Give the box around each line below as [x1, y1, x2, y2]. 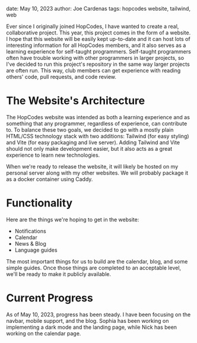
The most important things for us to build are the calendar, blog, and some [6, 258, 188, 265]
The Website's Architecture [6, 94, 145, 107]
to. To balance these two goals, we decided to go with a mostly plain [6, 126, 174, 133]
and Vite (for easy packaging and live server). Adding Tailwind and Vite [6, 139, 180, 146]
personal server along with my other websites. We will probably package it [6, 169, 189, 176]
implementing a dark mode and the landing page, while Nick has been [6, 323, 177, 331]
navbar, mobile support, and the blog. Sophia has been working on [6, 317, 169, 324]
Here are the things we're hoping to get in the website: [6, 216, 139, 223]
